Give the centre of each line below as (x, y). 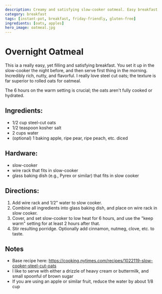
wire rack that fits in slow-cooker (45, 170)
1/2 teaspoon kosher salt (37, 128)
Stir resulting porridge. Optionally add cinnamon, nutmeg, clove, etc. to (83, 228)
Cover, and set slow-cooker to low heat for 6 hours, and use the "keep (82, 218)
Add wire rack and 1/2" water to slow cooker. (57, 202)
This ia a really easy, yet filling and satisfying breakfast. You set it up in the (80, 65)
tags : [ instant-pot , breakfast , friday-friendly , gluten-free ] (71, 19)
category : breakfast (26, 14)
